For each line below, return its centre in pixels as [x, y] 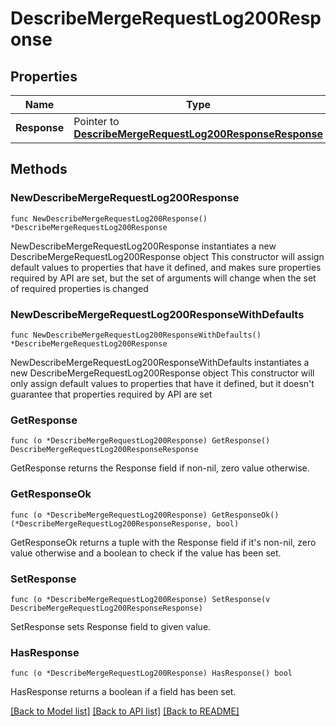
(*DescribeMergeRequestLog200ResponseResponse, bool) [125, 523]
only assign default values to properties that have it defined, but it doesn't [162, 383]
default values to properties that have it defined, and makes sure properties [166, 267]
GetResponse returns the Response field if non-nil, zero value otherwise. [160, 468]
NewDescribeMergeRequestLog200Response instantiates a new [143, 246]
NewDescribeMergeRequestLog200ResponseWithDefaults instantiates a [160, 362]
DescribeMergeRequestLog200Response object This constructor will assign [167, 256]
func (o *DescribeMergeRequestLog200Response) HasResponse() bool [151, 673]
